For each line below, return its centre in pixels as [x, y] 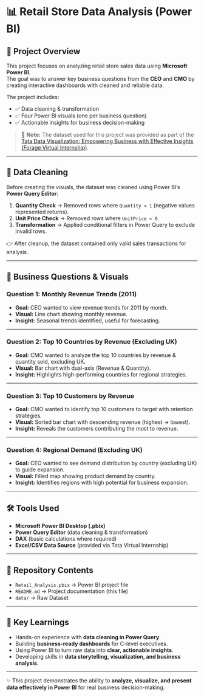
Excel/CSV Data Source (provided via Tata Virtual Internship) [92, 546]
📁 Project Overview [43, 51]
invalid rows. [31, 231]
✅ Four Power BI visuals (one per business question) [81, 116]
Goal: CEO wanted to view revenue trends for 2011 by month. [91, 307]
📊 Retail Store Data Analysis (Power [99, 12]
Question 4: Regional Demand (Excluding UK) [74, 450]
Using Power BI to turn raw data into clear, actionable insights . [94, 650]
